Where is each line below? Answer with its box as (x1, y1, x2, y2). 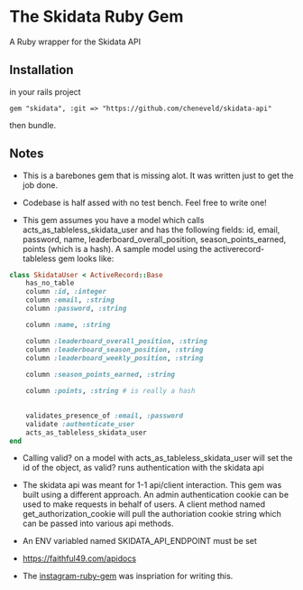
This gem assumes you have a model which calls (22, 214, 205, 225)
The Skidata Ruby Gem (9, 6, 184, 27)
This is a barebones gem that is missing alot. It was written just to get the (22, 170, 294, 181)
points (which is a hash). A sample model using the (22, 243, 212, 254)
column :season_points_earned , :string (25, 370, 176, 379)
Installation (9, 62, 74, 78)
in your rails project (9, 86, 81, 97)
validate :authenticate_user (25, 419, 135, 428)
